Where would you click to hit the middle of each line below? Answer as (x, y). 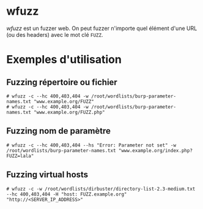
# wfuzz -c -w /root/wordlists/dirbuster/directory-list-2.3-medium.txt (101, 189)
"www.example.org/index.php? (155, 150)
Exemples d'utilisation (64, 60)
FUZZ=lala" (20, 156)
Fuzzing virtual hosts (47, 175)
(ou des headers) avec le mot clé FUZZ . (55, 34)
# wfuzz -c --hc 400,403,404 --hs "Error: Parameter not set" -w (91, 145)
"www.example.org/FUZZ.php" (69, 112)
